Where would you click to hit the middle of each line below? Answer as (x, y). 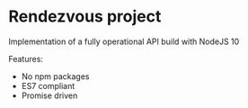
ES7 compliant (48, 85)
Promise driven (49, 95)
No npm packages (55, 76)
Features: (26, 58)
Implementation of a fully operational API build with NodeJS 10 (124, 41)
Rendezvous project (85, 17)
